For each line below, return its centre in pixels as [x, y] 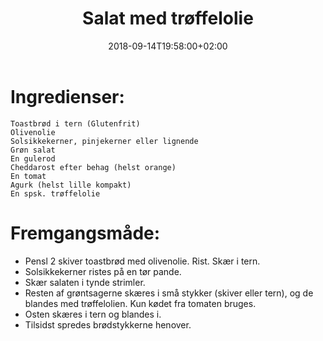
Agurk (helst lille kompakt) [71, 185]
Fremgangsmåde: [85, 233]
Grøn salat [33, 150]
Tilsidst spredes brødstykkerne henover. [108, 324]
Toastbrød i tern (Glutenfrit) [75, 123]
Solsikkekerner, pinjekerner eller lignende [104, 141]
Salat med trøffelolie [168, 18]
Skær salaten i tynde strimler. [85, 282]
